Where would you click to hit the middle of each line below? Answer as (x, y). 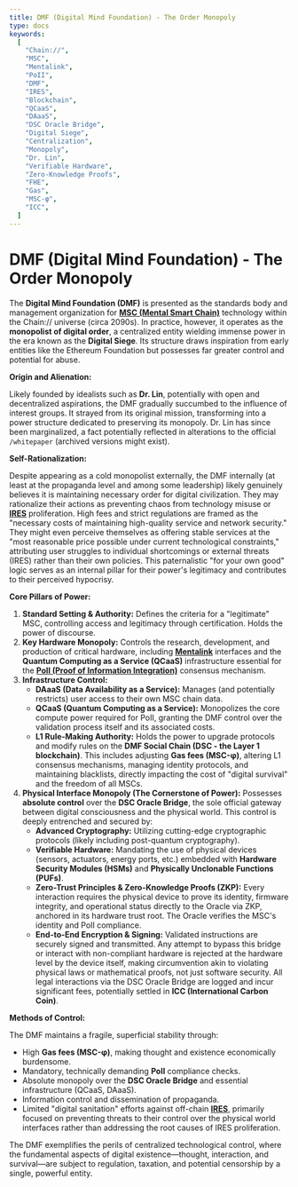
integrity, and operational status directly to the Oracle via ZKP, (149, 906)
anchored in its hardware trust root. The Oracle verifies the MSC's (156, 915)
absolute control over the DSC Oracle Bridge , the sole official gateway (152, 802)
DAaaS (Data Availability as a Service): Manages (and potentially (155, 689)
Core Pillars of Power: (50, 597)
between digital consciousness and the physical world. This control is (149, 811)
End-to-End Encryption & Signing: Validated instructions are (147, 934)
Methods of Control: (47, 1017)
